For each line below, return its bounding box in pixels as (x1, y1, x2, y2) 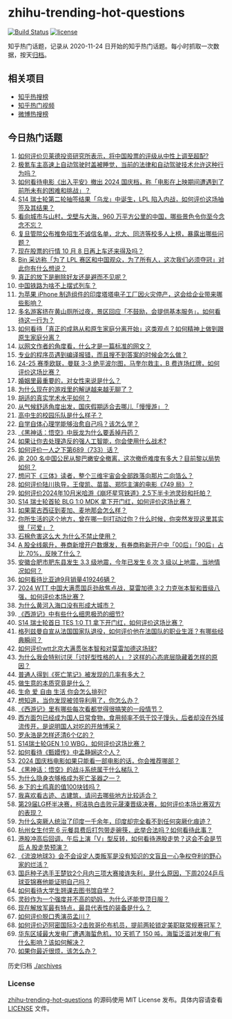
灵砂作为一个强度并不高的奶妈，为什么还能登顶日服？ (17, 895, 170, 903)
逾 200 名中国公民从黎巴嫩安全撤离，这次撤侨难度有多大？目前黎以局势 (17, 454, 220, 462)
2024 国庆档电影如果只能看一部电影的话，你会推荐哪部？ (17, 756, 180, 765)
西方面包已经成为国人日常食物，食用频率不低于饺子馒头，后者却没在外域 (17, 713, 224, 722)
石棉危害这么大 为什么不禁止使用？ (17, 532, 117, 540)
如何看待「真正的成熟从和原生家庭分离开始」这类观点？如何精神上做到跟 (17, 324, 224, 333)
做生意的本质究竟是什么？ (17, 679, 91, 687)
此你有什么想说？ (17, 264, 67, 272)
